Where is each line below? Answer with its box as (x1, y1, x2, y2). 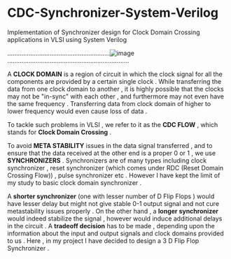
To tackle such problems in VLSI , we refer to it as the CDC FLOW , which (7, 120, 218, 128)
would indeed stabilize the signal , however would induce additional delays (7, 214, 223, 223)
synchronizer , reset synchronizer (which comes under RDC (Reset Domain (7, 163, 224, 172)
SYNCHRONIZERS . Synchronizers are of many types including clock (7, 156, 207, 165)
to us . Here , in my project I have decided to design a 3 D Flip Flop (7, 236, 199, 245)
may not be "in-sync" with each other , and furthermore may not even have (7, 92, 224, 101)
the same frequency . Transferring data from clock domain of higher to (7, 99, 211, 108)
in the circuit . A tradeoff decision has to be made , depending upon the (7, 221, 215, 230)
